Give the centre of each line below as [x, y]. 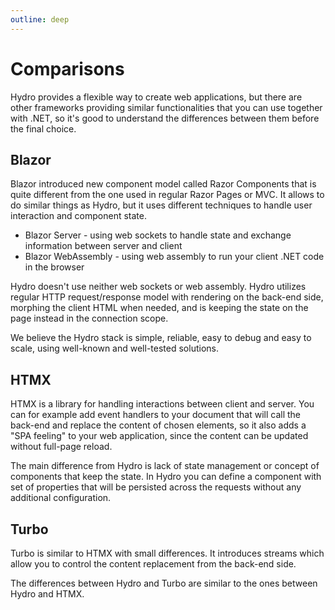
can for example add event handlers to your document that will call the [156, 415]
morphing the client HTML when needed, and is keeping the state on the [159, 308]
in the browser [54, 267]
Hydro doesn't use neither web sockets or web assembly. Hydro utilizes [158, 287]
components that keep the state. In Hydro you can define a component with [166, 477]
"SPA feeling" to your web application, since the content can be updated [159, 436]
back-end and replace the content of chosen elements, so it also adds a [158, 425]
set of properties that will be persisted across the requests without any [156, 487]
